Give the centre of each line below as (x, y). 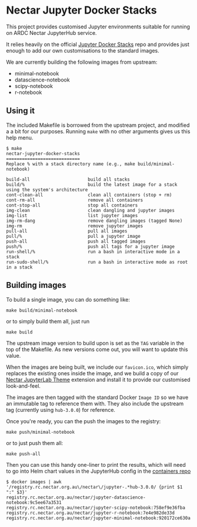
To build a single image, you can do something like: (68, 299)
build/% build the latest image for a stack (92, 184)
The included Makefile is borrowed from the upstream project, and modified (98, 125)
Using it (21, 111)
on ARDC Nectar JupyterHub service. (51, 32)
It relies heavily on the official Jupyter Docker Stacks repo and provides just (98, 44)
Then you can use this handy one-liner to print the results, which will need (96, 464)
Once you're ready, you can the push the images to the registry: (84, 421)
